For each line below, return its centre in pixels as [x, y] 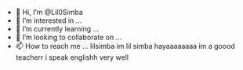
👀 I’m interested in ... [49, 20]
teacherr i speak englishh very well [72, 57]
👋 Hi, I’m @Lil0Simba [49, 12]
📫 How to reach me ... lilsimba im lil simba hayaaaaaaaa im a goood [125, 46]
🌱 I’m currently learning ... [57, 29]
